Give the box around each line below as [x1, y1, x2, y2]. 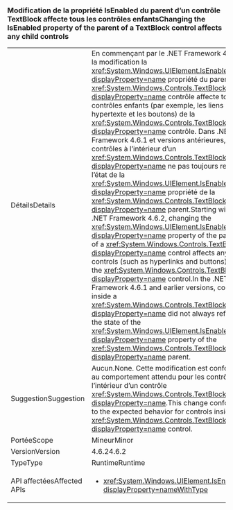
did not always [167, 309, 215, 318]
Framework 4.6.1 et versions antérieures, [91, 135, 226, 145]
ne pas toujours [167, 162, 218, 171]
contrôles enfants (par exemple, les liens [91, 101, 224, 110]
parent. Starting [167, 205, 217, 214]
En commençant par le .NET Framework [91, 49, 221, 58]
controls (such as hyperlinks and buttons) [91, 257, 227, 266]
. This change [165, 398, 208, 408]
